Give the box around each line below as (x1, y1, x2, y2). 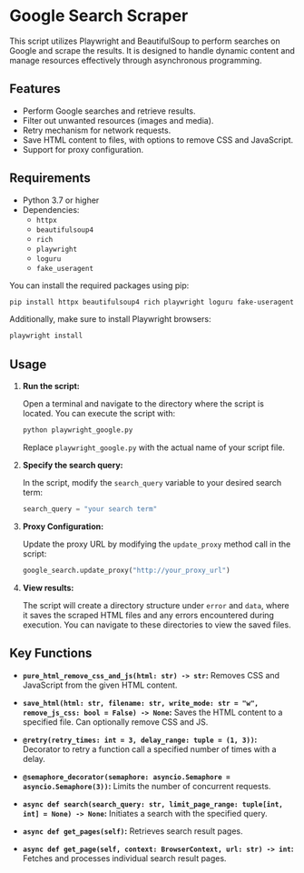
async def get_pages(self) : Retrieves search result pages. (22, 825, 243, 837)
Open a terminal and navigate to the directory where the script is (22, 398, 265, 409)
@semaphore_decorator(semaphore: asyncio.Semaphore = (22, 772, 230, 782)
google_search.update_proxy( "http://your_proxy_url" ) (22, 566, 230, 575)
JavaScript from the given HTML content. (22, 679, 178, 690)
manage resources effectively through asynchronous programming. (9, 55, 262, 65)
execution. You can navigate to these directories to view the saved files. (22, 619, 292, 630)
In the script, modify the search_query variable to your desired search (22, 477, 282, 487)
